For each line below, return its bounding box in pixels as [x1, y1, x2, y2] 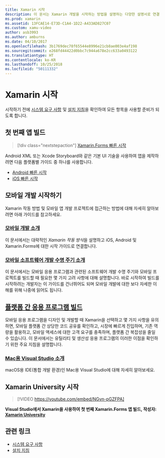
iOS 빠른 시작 [12, 175, 38, 181]
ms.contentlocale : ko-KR [5, 57, 56, 62]
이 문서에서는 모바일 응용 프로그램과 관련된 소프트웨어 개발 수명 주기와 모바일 [5, 269, 152, 275]
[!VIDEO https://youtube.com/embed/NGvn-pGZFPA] [17, 396, 124, 402]
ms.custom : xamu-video [5, 26, 52, 30]
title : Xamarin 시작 [5, 7, 45, 12]
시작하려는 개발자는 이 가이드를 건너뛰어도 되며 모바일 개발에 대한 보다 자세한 [5, 281, 152, 287]
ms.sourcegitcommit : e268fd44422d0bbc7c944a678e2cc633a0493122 [5, 48, 137, 53]
